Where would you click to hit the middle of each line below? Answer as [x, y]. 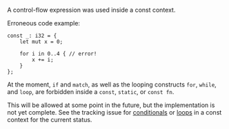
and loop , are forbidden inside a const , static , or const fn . [91, 92]
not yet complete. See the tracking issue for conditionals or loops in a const [114, 112]
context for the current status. [50, 120]
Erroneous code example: [44, 23]
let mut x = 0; [41, 42]
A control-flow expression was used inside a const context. [91, 10]
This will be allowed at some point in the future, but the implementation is [111, 105]
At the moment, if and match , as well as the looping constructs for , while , [112, 84]
